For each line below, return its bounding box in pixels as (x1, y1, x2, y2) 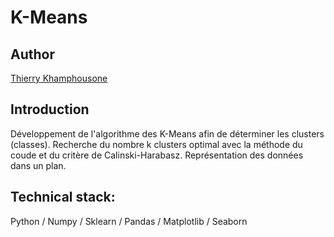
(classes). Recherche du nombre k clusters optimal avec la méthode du (10, 138, 303, 150)
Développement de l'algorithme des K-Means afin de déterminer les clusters (10, 127, 325, 140)
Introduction (10, 101, 90, 118)
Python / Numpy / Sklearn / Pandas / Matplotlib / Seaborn (10, 215, 248, 227)
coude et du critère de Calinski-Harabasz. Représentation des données (10, 149, 304, 161)
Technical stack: (10, 189, 116, 206)
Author (10, 46, 55, 63)
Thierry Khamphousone (10, 72, 108, 84)
